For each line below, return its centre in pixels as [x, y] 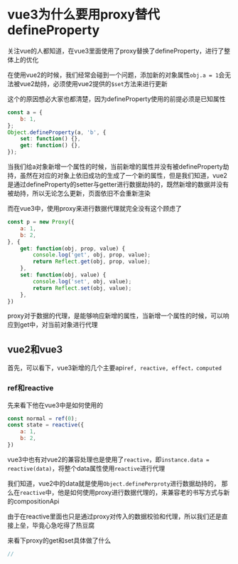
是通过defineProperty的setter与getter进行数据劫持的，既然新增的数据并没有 [118, 184]
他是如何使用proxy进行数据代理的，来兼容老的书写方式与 [141, 492]
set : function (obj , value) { [63, 275]
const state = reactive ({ [45, 425]
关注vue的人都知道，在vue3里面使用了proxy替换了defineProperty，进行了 [116, 51]
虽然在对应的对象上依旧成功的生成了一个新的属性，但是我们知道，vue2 [123, 176]
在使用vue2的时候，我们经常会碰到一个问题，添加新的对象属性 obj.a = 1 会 [116, 75]
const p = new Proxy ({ [41, 222]
